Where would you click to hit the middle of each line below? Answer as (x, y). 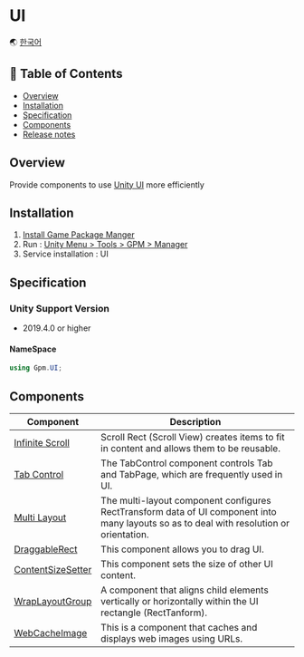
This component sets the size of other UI (187, 564)
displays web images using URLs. (171, 638)
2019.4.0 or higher (57, 328)
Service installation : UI (65, 254)
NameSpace (33, 349)
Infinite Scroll (42, 442)
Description (195, 421)
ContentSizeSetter (53, 569)
